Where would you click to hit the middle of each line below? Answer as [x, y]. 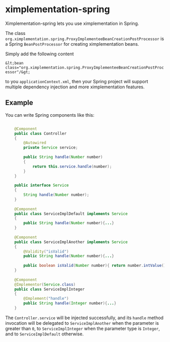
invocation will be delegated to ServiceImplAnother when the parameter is [82, 323]
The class [15, 33]
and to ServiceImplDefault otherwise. [45, 334]
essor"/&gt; [18, 72]
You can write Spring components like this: [50, 115]
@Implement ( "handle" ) [46, 299]
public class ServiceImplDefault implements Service [71, 214]
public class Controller [40, 133]
